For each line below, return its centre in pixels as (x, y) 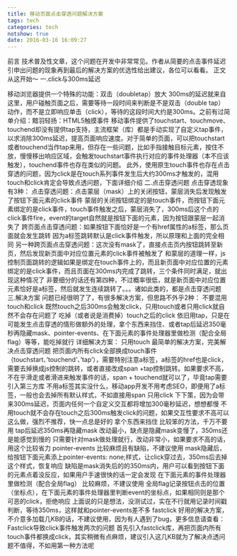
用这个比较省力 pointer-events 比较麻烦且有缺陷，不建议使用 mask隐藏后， (117, 448)
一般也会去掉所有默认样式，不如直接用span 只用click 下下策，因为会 (119, 395)
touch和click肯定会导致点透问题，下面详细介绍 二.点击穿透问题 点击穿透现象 (118, 183)
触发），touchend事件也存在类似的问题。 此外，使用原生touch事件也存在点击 (118, 165)
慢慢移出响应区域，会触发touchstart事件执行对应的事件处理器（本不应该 (125, 156)
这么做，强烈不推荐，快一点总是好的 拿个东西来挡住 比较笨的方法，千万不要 (117, 421)
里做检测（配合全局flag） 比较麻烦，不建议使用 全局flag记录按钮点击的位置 (116, 484)
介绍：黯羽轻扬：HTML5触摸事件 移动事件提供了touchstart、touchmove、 (121, 120)
